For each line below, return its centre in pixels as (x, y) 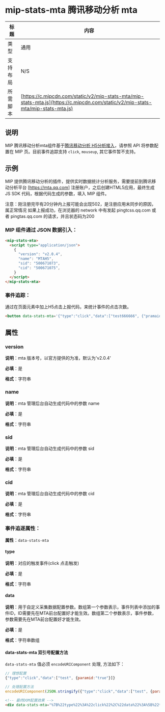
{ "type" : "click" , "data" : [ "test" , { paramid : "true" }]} (60, 678)
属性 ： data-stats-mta (27, 540)
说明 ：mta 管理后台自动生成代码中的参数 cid (50, 494)
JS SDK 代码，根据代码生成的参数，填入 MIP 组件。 (57, 193)
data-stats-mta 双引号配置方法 (37, 652)
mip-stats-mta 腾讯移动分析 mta (71, 10)
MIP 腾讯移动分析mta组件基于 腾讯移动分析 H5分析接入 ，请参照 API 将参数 (80, 145)
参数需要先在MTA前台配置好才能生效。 (44, 619)
